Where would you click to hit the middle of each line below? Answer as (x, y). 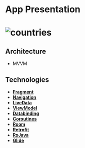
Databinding (26, 113)
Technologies (27, 80)
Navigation (24, 97)
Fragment (23, 92)
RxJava (20, 135)
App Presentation (43, 9)
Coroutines (25, 119)
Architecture (26, 51)
